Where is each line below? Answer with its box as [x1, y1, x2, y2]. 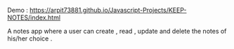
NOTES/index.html [7, 13, 61, 22]
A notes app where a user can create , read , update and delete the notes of [7, 27, 227, 35]
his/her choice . [7, 34, 53, 43]
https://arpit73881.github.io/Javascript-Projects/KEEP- [29, 6, 187, 14]
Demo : [7, 6, 28, 14]
